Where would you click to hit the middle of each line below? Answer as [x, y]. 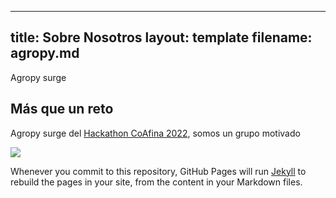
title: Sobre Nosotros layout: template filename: [161, 37]
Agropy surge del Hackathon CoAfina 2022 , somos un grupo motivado [155, 133]
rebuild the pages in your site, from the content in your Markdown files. [156, 182]
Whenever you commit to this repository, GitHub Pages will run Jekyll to [158, 171]
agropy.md [45, 53]
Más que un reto [62, 109]
